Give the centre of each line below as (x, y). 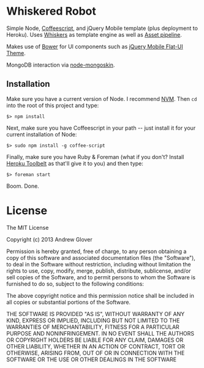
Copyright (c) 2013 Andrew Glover (50, 239)
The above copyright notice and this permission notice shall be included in (100, 295)
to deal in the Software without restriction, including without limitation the (99, 264)
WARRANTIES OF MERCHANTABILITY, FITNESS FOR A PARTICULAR (93, 327)
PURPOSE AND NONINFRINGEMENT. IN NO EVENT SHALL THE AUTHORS (100, 333)
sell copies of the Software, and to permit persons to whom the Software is (101, 277)
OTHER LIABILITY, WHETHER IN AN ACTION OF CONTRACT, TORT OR (96, 346)
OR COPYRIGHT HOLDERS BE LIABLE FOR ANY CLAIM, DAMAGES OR (95, 340)
